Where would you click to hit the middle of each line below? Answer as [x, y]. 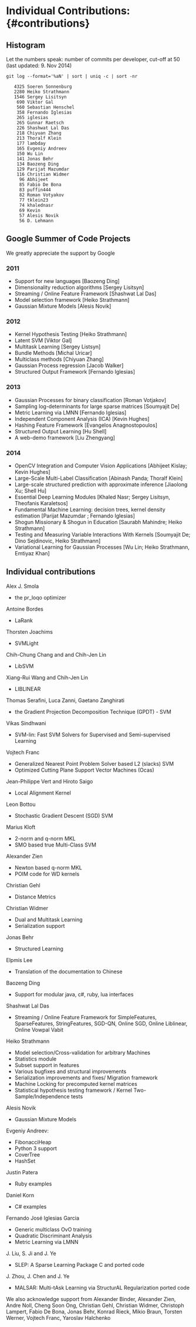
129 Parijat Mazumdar [43, 169]
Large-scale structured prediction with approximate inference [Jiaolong [101, 484]
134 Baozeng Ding [38, 164]
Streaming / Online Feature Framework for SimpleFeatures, [86, 1017]
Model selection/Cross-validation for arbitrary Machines [82, 1052]
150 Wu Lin [30, 154]
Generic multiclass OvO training [53, 1229]
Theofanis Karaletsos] [41, 503]
